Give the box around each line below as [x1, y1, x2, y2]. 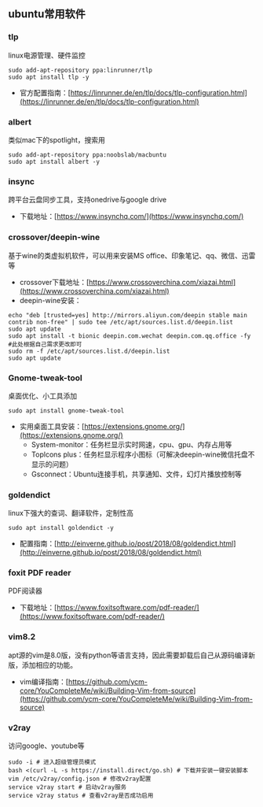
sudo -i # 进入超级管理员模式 [8, 758, 97, 766]
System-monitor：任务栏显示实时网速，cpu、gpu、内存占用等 [31, 439, 232, 449]
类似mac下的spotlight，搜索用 [8, 135, 106, 144]
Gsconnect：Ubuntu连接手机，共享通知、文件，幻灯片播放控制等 [31, 469, 242, 479]
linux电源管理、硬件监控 [8, 50, 86, 60]
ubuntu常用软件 [8, 7, 86, 21]
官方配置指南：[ [19, 87, 71, 97]
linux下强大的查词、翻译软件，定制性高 [8, 509, 133, 518]
